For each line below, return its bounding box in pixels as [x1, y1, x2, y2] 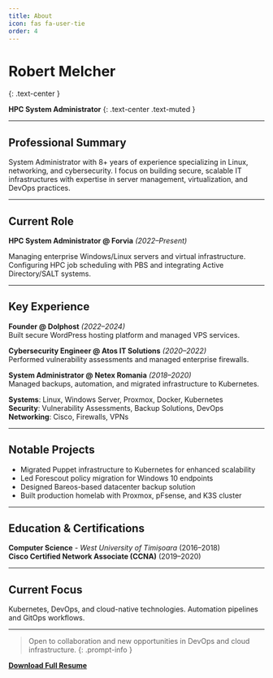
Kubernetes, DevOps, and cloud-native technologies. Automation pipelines [8, 604, 258, 614]
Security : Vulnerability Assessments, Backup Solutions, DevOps [8, 403, 224, 412]
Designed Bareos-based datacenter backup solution [19, 482, 196, 491]
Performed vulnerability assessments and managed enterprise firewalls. [8, 354, 249, 364]
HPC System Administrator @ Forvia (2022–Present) [8, 235, 188, 245]
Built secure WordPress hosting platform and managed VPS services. [8, 330, 240, 339]
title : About [8, 11, 53, 20]
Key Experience [8, 300, 90, 313]
